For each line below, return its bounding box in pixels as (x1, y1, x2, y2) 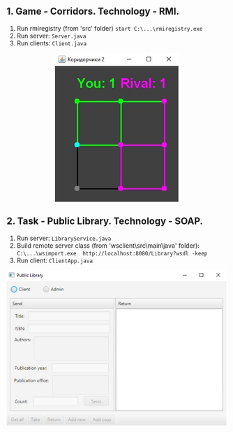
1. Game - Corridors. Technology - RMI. (6, 6, 179, 17)
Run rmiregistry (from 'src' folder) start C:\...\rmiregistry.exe (16, 24, 203, 32)
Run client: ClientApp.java (16, 256, 93, 265)
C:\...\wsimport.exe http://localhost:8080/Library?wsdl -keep (16, 250, 208, 257)
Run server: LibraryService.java (16, 234, 112, 242)
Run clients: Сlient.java (16, 38, 87, 47)
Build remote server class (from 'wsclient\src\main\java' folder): (16, 241, 200, 250)
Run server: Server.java (16, 31, 87, 40)
